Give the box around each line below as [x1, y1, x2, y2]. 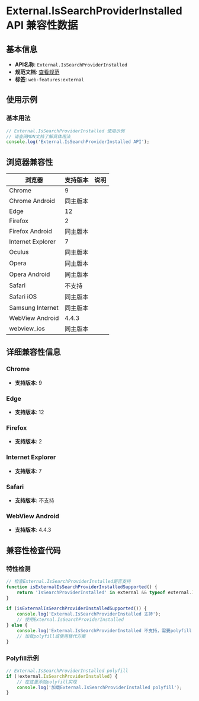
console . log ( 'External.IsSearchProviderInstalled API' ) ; [6, 139, 150, 145]
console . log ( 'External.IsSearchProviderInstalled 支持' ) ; [17, 611, 161, 617]
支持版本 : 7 [14, 467, 42, 474]
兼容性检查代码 [6, 545, 61, 556]
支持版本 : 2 [14, 438, 43, 445]
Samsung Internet [9, 304, 59, 312]
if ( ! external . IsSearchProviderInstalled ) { [6, 673, 118, 679]
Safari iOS [9, 293, 37, 301]
